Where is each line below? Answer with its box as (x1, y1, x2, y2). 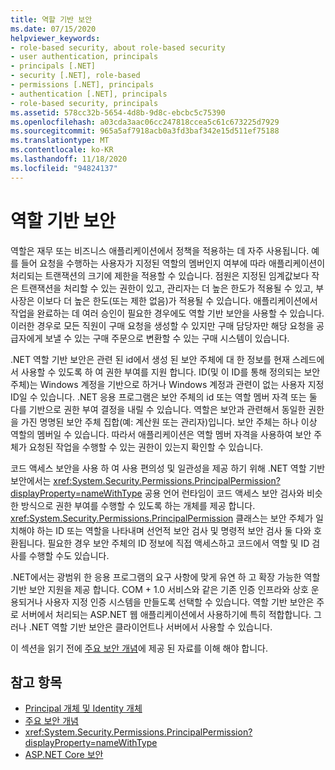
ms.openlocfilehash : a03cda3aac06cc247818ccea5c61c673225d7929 (10, 117, 280, 127)
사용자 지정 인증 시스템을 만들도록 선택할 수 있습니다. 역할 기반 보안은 (44, 596, 315, 608)
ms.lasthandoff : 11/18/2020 (10, 154, 128, 164)
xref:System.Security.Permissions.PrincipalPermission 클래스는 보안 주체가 (10, 512, 314, 524)
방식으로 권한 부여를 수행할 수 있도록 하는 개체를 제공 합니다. (20, 499, 256, 511)
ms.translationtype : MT (10, 136, 110, 146)
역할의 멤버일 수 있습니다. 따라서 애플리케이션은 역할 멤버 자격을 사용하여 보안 (10, 428, 312, 440)
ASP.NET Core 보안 (24, 749, 104, 761)
